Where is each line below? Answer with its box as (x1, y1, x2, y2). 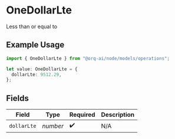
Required (69, 111, 95, 119)
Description (101, 111, 135, 119)
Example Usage (6, 40, 65, 50)
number (42, 121, 64, 130)
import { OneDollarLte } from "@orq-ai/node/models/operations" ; (6, 55, 170, 62)
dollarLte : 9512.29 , (11, 72, 62, 77)
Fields (6, 93, 29, 103)
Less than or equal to (6, 23, 58, 30)
